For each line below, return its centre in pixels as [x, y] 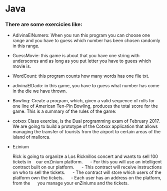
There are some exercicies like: [44, 25]
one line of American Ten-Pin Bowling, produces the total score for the [85, 106]
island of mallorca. [31, 137]
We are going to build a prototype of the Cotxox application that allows [85, 126]
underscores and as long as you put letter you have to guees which [82, 61]
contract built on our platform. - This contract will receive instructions [87, 167]
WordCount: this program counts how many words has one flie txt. [81, 76]
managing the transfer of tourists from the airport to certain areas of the [86, 132]
